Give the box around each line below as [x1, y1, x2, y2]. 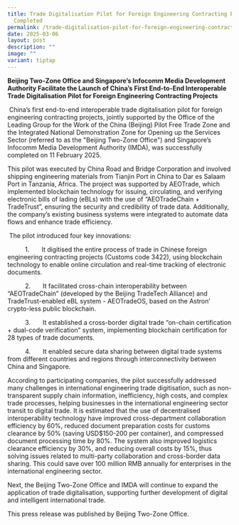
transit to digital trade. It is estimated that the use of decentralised [7, 406, 201, 415]
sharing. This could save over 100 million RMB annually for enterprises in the [7, 459, 232, 467]
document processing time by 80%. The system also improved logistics [7, 436, 218, 445]
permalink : [7, 24, 40, 31]
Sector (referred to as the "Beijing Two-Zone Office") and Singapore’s [7, 135, 212, 144]
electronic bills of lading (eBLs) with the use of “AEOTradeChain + [7, 194, 200, 203]
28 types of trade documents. [7, 333, 95, 342]
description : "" [7, 43, 55, 51]
